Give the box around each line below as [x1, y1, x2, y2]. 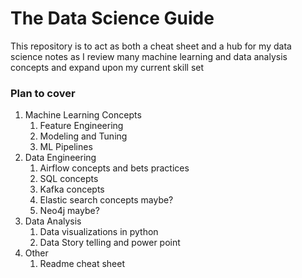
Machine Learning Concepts [24, 109, 142, 121]
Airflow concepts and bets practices [39, 162, 190, 174]
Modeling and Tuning [39, 130, 128, 142]
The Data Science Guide [10, 7, 215, 30]
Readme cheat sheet [39, 258, 126, 270]
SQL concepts [39, 173, 99, 185]
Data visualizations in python [39, 226, 159, 238]
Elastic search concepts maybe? [39, 194, 174, 206]
